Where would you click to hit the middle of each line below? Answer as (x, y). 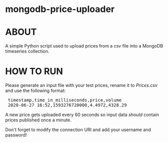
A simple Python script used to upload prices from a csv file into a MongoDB (84, 46)
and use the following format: (36, 90)
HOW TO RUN (34, 71)
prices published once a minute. (38, 120)
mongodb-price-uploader (60, 9)
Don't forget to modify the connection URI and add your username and (78, 130)
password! (16, 135)
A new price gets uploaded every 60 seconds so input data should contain (82, 115)
